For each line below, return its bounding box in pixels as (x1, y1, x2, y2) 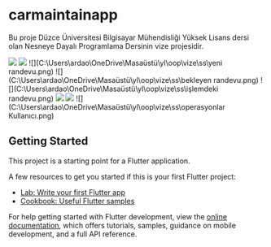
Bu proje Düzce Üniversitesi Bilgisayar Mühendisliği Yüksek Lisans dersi (8, 32, 250, 42)
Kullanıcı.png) (8, 110, 55, 120)
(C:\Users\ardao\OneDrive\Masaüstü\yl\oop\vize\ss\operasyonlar (8, 102, 225, 111)
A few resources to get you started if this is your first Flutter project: (8, 171, 236, 181)
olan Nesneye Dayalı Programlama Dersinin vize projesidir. (8, 41, 204, 50)
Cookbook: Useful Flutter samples (20, 196, 135, 206)
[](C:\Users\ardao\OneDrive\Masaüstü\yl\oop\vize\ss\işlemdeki (8, 84, 219, 93)
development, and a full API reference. (8, 229, 138, 239)
